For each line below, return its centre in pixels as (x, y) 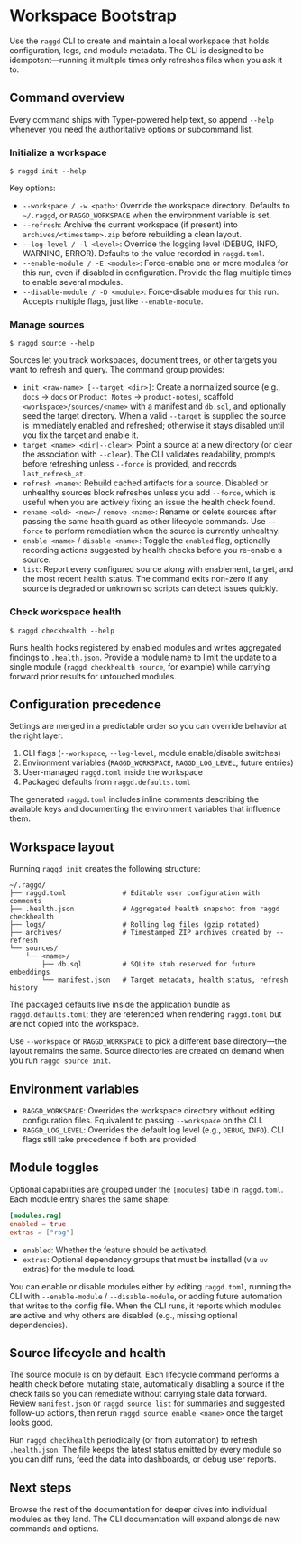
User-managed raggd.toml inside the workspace (112, 772)
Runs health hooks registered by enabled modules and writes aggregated (146, 647)
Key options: (32, 188)
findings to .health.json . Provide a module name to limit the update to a (143, 657)
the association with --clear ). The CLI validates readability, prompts (149, 454)
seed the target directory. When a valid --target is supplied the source (154, 416)
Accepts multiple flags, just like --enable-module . (113, 301)
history (24, 988)
